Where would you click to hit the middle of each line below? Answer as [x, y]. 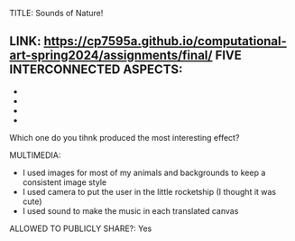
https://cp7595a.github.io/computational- [165, 41]
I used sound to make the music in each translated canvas [130, 210]
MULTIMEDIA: [35, 155]
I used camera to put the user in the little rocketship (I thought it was [149, 191]
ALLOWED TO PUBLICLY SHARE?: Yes [81, 228]
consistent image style [64, 182]
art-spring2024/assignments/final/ [111, 56]
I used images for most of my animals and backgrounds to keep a [144, 172]
